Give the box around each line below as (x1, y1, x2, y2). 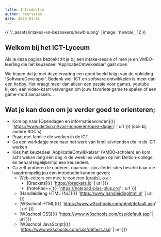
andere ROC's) (12, 129, 42, 134)
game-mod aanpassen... (5, 92, 54, 97)
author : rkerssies (5, 12, 42, 16)
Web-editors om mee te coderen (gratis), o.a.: (19, 175, 112, 181)
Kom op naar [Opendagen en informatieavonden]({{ (12, 118, 115, 124)
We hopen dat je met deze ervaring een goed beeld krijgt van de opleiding (5, 71, 154, 77)
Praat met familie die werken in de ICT (12, 134, 89, 140)
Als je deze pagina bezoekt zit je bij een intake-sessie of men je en (5, 56, 138, 62)
